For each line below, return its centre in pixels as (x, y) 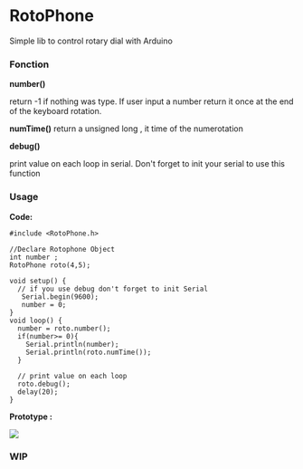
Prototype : (31, 416)
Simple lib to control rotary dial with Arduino (91, 41)
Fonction (29, 64)
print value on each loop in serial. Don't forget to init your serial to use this (147, 164)
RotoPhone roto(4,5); (50, 265)
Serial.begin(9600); (60, 297)
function (25, 174)
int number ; (34, 257)
